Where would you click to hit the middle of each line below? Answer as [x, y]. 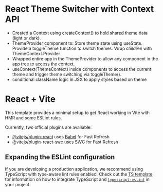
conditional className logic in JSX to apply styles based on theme [79, 79]
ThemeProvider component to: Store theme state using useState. [77, 43]
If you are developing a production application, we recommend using [74, 169]
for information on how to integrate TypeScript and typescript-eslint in [77, 179]
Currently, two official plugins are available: [48, 127]
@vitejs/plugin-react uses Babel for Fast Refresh [61, 136]
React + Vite [30, 99]
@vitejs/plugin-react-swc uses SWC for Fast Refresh [65, 142]
